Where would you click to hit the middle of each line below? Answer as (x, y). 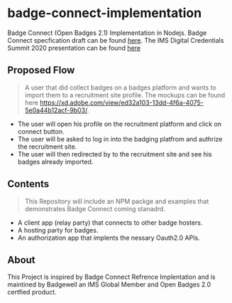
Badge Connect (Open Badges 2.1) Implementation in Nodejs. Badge (107, 33)
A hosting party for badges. (58, 230)
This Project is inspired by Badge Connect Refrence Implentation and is (111, 277)
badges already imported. (55, 161)
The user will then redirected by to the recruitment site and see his (115, 154)
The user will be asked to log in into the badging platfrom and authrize (120, 139)
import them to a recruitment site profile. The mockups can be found (125, 95)
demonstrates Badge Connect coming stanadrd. (95, 208)
